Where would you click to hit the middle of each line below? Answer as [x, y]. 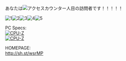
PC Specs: [16, 28]
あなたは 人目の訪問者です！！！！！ [64, 8]
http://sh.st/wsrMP [24, 53]
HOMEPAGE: [18, 48]
